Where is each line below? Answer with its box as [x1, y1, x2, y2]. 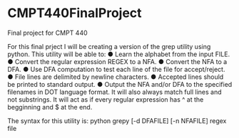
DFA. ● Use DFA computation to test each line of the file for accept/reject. [7, 65, 225, 73]
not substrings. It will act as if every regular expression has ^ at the [7, 95, 204, 104]
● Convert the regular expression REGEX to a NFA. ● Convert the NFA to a [7, 57, 228, 65]
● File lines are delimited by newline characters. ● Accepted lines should [7, 73, 224, 81]
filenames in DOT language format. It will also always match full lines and [7, 87, 223, 96]
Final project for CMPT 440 [7, 28, 88, 37]
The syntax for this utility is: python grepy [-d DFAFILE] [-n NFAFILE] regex [7, 116, 227, 125]
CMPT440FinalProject [7, 5, 142, 21]
